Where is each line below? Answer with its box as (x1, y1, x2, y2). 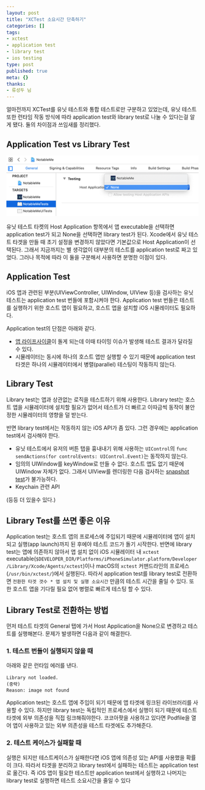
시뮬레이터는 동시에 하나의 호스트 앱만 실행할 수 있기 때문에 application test (15, 352, 196, 360)
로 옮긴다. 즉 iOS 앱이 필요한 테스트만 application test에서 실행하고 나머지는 (6, 769, 187, 777)
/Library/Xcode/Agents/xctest (6, 564, 84, 570)
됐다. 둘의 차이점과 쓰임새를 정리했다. (12, 121, 101, 129)
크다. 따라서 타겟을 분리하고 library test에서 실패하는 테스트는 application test (12, 761, 199, 769)
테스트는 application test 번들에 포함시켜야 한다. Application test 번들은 (6, 296, 179, 304)
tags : (6, 29, 20, 35)
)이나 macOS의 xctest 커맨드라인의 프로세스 (82, 562, 190, 570)
